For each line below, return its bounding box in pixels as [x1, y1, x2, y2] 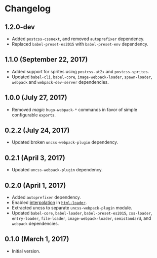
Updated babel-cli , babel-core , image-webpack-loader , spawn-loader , [11, 74, 153, 80]
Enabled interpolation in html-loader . [11, 200, 87, 206]
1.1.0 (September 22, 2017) [4, 55, 88, 64]
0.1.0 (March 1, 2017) [4, 235, 70, 243]
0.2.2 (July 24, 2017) [4, 126, 70, 135]
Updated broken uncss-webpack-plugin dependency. [11, 139, 118, 145]
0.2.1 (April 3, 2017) [4, 154, 65, 162]
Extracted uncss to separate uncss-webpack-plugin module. [11, 205, 133, 211]
